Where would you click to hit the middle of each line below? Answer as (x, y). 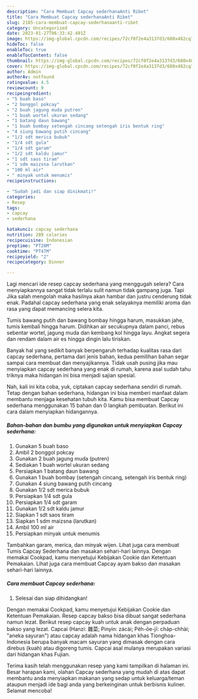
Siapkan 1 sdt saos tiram (45, 515)
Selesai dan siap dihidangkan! (51, 598)
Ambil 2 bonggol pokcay (45, 452)
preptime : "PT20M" (29, 246)
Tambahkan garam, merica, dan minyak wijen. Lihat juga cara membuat (93, 545)
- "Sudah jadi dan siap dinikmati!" (51, 191)
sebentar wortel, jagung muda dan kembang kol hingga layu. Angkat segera (98, 333)
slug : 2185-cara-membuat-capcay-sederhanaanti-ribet (73, 22)
